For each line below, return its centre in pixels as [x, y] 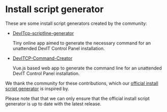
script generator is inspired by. [37, 88]
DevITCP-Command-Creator [42, 58]
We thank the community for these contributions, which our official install [82, 83]
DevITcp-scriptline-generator [43, 33]
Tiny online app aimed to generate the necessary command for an [82, 43]
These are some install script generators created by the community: [76, 23]
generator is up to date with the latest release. [53, 104]
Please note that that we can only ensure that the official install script [77, 98]
